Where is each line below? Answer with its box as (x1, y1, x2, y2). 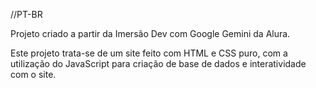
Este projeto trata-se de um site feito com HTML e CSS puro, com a (10, 47, 288, 59)
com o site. (10, 69, 57, 80)
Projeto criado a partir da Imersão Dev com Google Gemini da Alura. (10, 28, 291, 39)
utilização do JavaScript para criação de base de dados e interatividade (10, 58, 307, 69)
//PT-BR (10, 9, 43, 20)
